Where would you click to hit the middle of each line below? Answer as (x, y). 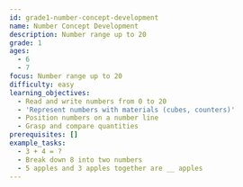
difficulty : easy (42, 85)
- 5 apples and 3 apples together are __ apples (110, 168)
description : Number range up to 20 (78, 34)
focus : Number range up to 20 (66, 76)
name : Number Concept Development (74, 26)
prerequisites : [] (44, 135)
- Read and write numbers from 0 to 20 (92, 101)
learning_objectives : (50, 93)
